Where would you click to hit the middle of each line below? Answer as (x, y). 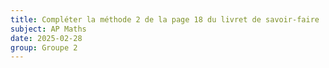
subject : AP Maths (48, 29)
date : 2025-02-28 (46, 38)
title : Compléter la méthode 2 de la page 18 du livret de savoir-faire (165, 19)
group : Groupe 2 (44, 47)
